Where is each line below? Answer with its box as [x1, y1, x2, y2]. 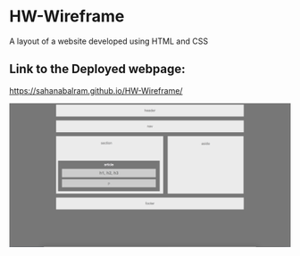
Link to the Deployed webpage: [9, 62, 186, 77]
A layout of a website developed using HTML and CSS [9, 36, 208, 46]
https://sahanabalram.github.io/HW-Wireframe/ [9, 85, 183, 95]
